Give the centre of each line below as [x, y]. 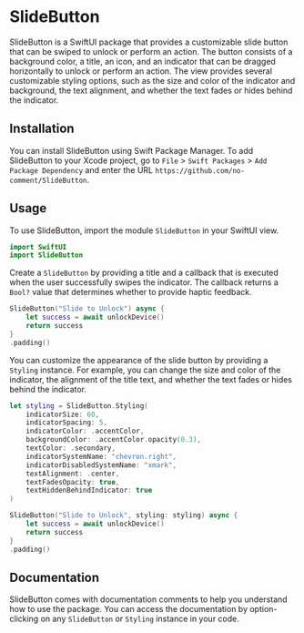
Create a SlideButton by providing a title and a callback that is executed [144, 273]
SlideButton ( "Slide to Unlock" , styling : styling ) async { [124, 516]
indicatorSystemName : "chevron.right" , [101, 456]
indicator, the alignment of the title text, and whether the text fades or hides [151, 379]
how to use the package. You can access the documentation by [129, 609]
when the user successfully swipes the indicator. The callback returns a [144, 282]
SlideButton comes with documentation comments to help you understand [149, 599]
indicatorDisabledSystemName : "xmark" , [101, 465]
